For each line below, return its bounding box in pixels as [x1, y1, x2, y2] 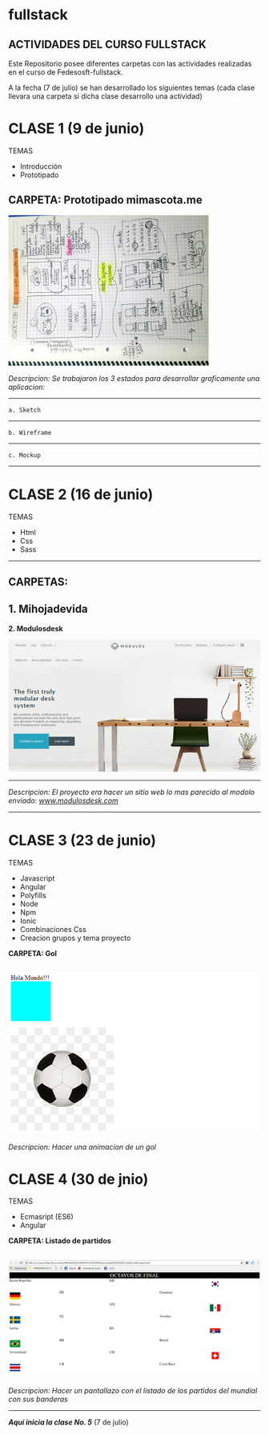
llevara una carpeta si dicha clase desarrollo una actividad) [8, 91, 203, 101]
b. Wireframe [8, 428, 52, 436]
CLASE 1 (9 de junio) [8, 120, 145, 138]
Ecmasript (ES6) [19, 1212, 74, 1222]
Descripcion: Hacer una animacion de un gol [8, 1141, 156, 1152]
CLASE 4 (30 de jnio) [8, 1169, 149, 1188]
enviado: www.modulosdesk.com [8, 796, 118, 805]
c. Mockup [8, 451, 42, 459]
